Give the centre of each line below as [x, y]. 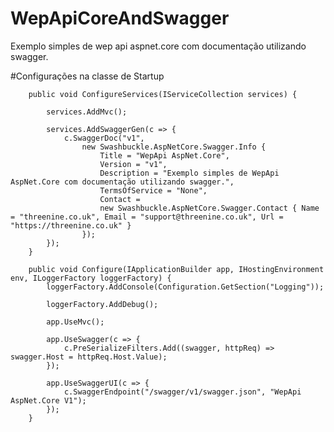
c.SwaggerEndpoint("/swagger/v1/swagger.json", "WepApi [182, 392]
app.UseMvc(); [75, 322]
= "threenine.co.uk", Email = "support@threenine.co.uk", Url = [147, 217]
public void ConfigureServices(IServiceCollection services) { [163, 94]
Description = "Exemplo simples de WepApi [189, 173]
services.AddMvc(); [87, 112]
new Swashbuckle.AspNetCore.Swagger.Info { [174, 147]
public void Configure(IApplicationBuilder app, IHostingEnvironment [176, 269]
